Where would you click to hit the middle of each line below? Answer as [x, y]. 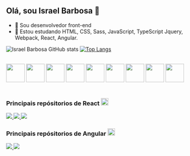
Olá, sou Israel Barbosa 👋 [53, 11]
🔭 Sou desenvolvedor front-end [53, 25]
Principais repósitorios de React [53, 103]
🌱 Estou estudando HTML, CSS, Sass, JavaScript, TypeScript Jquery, [99, 31]
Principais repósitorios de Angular [56, 134]
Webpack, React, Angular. [46, 38]
